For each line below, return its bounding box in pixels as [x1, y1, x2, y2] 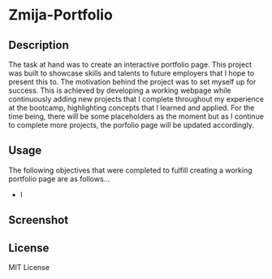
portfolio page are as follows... [8, 173, 110, 184]
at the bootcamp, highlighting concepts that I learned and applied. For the [8, 103, 255, 112]
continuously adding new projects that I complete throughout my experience [8, 94, 264, 103]
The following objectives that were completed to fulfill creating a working [8, 165, 253, 175]
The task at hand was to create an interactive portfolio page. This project [8, 59, 252, 69]
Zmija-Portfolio [8, 6, 114, 24]
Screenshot [8, 213, 69, 227]
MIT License [8, 263, 50, 272]
